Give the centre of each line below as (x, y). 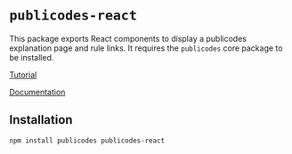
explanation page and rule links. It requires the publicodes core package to (146, 48)
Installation (41, 120)
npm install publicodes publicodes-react (87, 141)
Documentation (37, 92)
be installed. (32, 57)
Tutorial (23, 75)
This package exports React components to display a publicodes (128, 38)
